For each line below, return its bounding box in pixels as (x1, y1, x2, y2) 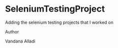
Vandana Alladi (5, 38, 35, 44)
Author (5, 29, 19, 34)
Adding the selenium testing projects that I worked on (5, 19, 114, 25)
